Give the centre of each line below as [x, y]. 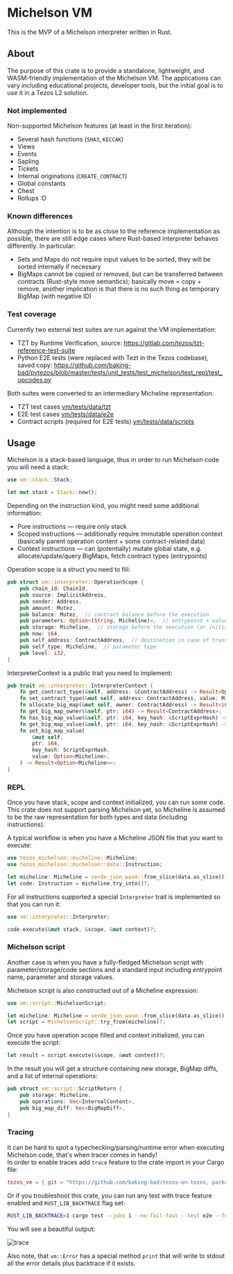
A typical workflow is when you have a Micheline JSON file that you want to [115, 838]
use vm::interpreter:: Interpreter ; [59, 917]
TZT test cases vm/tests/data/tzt [64, 407]
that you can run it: [34, 904]
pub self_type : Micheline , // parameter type [88, 647]
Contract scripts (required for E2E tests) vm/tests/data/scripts [105, 421]
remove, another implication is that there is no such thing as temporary [118, 289]
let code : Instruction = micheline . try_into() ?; [79, 883]
